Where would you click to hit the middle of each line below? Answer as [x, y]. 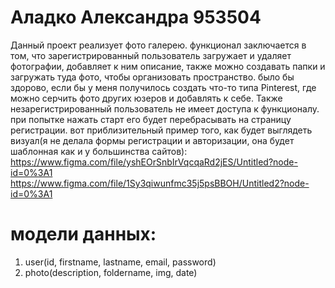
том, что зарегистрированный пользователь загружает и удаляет [151, 55]
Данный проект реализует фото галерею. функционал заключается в [158, 45]
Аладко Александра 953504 [136, 17]
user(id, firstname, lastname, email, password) [120, 262]
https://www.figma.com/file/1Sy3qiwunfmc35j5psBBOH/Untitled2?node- [160, 183]
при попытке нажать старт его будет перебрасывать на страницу [151, 119]
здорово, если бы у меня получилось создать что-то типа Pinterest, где [163, 87]
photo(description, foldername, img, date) [111, 272]
